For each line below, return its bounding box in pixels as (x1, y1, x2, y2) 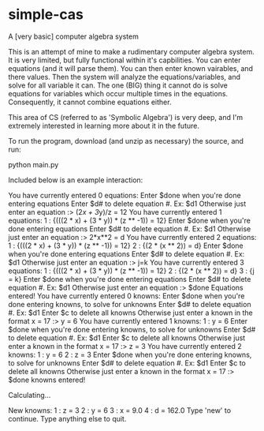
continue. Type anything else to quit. (8, 414, 127, 423)
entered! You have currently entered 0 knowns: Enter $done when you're (8, 290, 245, 301)
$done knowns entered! (8, 375, 86, 384)
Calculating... (8, 390, 51, 399)
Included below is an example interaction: (8, 175, 143, 185)
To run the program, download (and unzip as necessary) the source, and (8, 136, 244, 145)
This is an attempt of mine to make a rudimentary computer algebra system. (8, 47, 255, 56)
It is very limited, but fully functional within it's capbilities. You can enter (8, 55, 242, 65)
